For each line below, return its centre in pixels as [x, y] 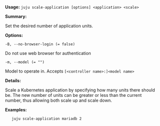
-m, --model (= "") [25, 62]
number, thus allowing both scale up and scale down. [59, 100]
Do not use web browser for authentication [48, 53]
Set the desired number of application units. [49, 26]
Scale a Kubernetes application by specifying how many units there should [80, 90]
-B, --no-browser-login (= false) [40, 44]
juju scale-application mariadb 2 [47, 119]
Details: [13, 81]
